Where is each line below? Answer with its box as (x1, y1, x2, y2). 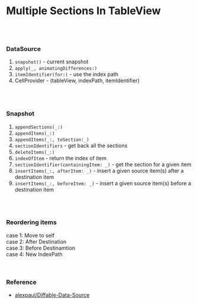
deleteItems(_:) (14, 149, 55, 155)
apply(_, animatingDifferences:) (14, 66, 98, 72)
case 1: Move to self (6, 232, 55, 239)
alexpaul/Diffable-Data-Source (14, 292, 90, 299)
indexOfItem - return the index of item (14, 154, 107, 161)
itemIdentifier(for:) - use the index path (14, 71, 119, 78)
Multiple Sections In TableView (6, 4, 161, 18)
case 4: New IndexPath (6, 250, 63, 258)
